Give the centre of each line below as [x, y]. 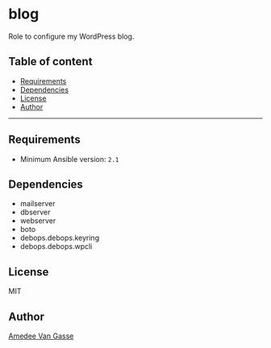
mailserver [38, 204]
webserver [38, 221]
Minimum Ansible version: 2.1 [69, 159]
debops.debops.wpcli [56, 246]
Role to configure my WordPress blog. [71, 36]
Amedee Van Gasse [41, 336]
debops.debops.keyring [59, 238]
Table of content [50, 62]
